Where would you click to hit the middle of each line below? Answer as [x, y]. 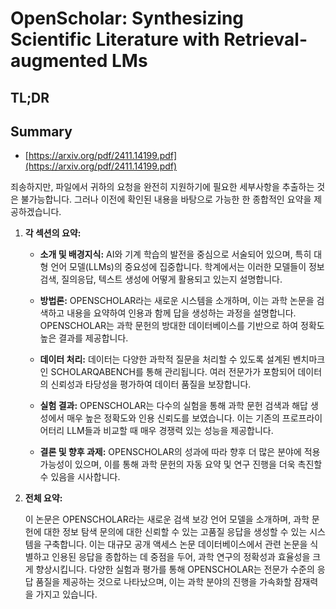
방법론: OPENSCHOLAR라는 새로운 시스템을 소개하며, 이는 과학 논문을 [177, 301]
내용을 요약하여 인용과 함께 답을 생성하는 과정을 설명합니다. [181, 313]
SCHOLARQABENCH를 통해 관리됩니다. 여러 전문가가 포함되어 [173, 372]
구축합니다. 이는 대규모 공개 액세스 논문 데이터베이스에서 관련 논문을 [175, 544]
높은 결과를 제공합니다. [84, 338]
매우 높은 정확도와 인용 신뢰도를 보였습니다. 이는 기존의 [173, 418]
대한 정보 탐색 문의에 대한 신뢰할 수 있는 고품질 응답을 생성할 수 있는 [175, 532]
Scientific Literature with [115, 39]
